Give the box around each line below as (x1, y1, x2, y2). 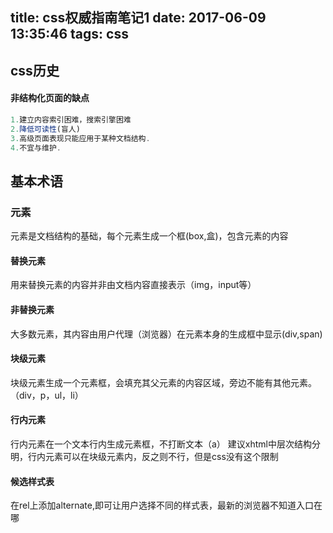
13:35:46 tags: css (10, 26, 129, 43)
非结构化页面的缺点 (10, 92, 90, 104)
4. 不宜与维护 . (10, 143, 62, 153)
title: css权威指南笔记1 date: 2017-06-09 (10, 9, 267, 27)
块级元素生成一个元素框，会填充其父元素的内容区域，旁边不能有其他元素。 (10, 376, 317, 388)
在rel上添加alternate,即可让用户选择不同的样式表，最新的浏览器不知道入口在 (10, 499, 323, 512)
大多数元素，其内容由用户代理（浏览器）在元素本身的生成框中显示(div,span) (10, 328, 323, 340)
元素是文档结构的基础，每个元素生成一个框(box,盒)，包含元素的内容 (10, 230, 289, 242)
